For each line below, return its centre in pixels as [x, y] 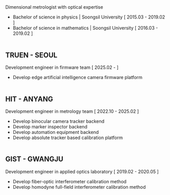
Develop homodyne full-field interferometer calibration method [79, 187]
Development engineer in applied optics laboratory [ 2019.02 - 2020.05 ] [82, 171]
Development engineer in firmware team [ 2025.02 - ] [62, 67]
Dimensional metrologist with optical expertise [54, 7]
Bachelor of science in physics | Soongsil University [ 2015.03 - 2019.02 [89, 17]
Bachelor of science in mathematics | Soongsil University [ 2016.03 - [85, 28]
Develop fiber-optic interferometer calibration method [70, 181]
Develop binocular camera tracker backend [59, 121]
